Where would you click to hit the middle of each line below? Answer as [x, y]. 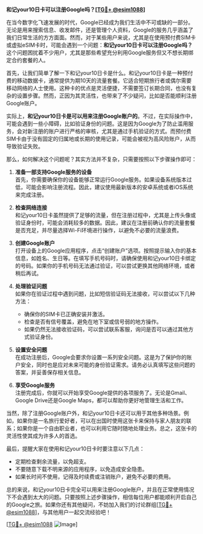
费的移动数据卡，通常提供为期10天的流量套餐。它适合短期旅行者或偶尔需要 [99, 80]
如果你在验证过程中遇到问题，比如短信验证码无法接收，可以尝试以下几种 [105, 294]
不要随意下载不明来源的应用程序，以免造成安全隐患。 [81, 469]
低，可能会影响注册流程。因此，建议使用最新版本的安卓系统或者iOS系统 [104, 187]
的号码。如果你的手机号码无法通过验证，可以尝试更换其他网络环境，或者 [105, 266]
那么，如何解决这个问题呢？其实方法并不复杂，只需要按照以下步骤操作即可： [101, 159]
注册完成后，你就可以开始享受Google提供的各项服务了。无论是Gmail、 [102, 393]
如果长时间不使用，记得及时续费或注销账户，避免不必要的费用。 [94, 477]
